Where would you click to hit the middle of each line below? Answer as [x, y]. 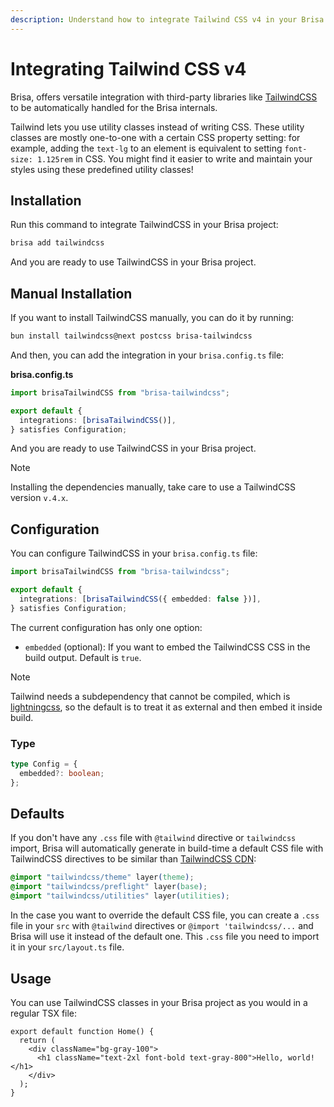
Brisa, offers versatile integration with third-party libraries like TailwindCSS [164, 97]
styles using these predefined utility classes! [102, 169]
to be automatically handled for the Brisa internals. [114, 107]
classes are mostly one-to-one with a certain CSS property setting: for [155, 137]
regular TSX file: [44, 1013]
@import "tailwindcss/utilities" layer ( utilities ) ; [120, 896]
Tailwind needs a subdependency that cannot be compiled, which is [150, 696]
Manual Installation [71, 293]
